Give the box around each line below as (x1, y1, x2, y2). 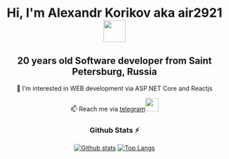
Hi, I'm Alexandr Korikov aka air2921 (6, 5, 223, 21)
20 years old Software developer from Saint (17, 55, 212, 67)
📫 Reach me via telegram (70, 105, 145, 113)
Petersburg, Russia (72, 65, 157, 78)
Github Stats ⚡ (89, 125, 140, 134)
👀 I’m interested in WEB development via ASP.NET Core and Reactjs (16, 84, 213, 92)
